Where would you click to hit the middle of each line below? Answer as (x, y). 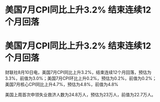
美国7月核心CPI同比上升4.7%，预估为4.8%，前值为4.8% (62, 85)
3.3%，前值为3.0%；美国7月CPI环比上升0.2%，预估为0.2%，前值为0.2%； (81, 78)
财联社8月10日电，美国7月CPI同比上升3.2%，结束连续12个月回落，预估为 (78, 73)
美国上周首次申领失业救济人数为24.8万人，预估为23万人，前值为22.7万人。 (80, 95)
